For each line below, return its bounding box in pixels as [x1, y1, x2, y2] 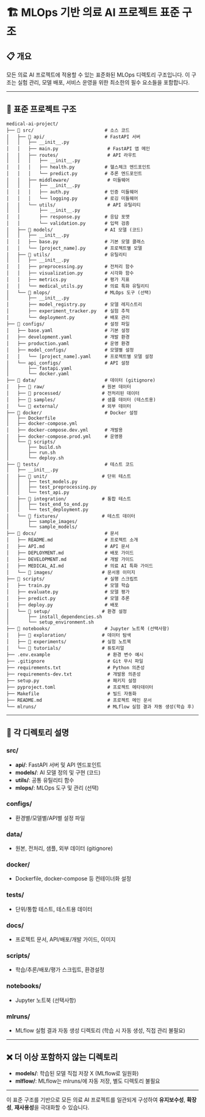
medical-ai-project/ [6, 121, 59, 127]
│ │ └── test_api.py [6, 489, 70, 495]
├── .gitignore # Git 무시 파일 [6, 658, 143, 664]
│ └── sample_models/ [6, 524, 78, 530]
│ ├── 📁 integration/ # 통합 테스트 [6, 495, 131, 502]
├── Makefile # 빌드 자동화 [6, 690, 137, 697]
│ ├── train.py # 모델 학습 [6, 582, 130, 589]
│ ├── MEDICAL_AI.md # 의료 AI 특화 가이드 [6, 563, 154, 569]
